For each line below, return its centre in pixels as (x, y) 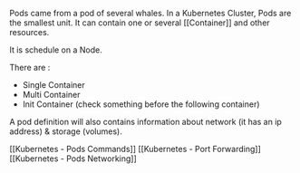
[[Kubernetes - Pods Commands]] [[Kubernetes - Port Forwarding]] (135, 149)
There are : (30, 67)
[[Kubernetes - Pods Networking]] (73, 159)
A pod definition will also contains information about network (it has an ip (146, 122)
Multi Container (51, 95)
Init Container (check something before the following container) (141, 104)
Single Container (54, 85)
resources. (29, 32)
